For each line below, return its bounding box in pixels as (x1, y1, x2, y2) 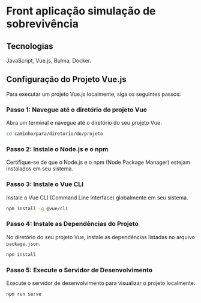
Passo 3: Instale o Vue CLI (6, 180, 84, 189)
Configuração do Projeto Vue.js (6, 74, 127, 85)
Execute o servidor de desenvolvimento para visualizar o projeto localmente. (6, 279, 196, 287)
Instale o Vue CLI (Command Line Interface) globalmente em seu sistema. (6, 194, 188, 201)
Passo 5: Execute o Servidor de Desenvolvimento (6, 266, 153, 274)
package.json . (6, 240, 40, 247)
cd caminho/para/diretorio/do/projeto (6, 131, 103, 137)
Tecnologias (6, 41, 53, 51)
